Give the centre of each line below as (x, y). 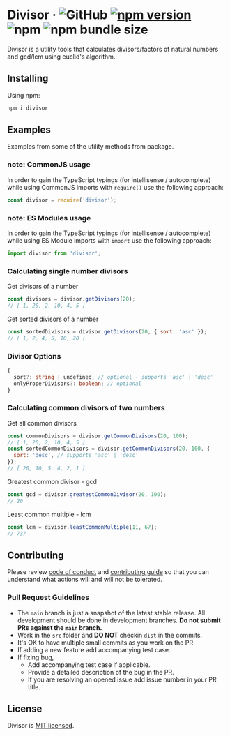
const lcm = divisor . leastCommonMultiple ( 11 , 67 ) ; (82, 527)
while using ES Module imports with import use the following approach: (109, 240)
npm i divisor (28, 108)
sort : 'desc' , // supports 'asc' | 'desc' (76, 456)
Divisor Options (34, 356)
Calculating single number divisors (68, 271)
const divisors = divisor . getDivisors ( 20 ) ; (71, 299)
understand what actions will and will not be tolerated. (85, 580)
